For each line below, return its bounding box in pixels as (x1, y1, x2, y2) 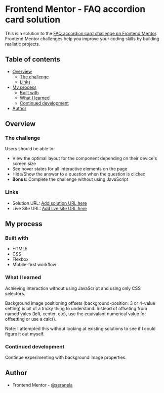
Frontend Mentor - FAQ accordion (5, 3, 146, 15)
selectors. (5, 290, 26, 296)
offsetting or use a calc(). (5, 316, 57, 322)
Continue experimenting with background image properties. (5, 354, 127, 360)
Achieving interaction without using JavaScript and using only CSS (5, 285, 141, 291)
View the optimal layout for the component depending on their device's (12, 155, 157, 162)
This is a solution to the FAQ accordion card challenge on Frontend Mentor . (5, 30, 158, 36)
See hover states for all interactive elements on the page (12, 166, 127, 172)
